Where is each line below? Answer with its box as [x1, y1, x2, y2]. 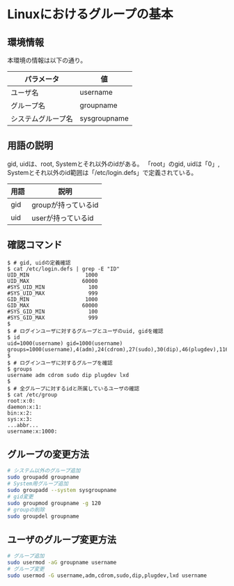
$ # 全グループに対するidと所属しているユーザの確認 [7, 385, 140, 392]
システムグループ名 [10, 114, 73, 123]
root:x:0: [7, 397, 36, 404]
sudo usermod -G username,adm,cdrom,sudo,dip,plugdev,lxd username [7, 572, 208, 579]
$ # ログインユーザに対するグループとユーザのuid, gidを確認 [7, 327, 164, 334]
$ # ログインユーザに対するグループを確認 [7, 360, 113, 367]
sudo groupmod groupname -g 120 [7, 500, 101, 507]
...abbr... [7, 422, 39, 429]
